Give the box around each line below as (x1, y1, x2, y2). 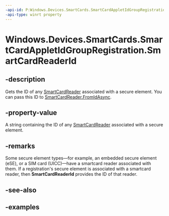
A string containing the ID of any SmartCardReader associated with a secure (5, 122, 163, 128)
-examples (5, 202, 40, 211)
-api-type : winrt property (5, 12, 62, 17)
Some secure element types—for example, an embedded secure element (5, 155, 157, 161)
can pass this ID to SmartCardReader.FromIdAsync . (5, 94, 112, 100)
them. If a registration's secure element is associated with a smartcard (5, 166, 151, 172)
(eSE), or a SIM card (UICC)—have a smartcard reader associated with (5, 161, 151, 167)
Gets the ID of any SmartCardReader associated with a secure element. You (5, 89, 162, 95)
